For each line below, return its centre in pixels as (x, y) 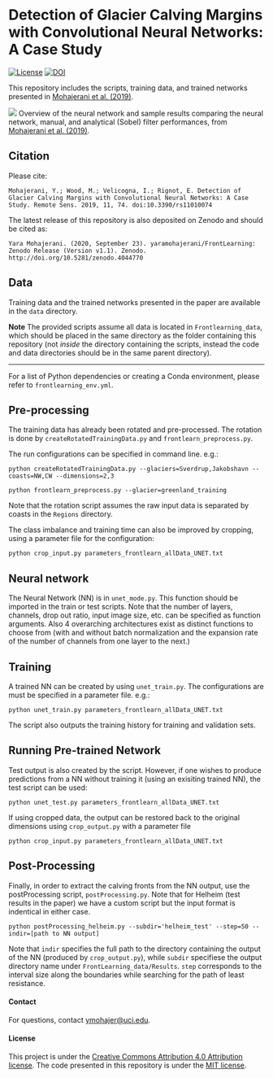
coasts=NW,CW (30, 476)
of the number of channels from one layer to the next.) (100, 641)
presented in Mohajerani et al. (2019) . (71, 96)
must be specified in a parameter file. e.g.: (79, 695)
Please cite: (28, 176)
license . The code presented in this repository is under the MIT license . (128, 1065)
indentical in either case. (50, 911)
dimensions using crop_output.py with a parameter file (100, 826)
